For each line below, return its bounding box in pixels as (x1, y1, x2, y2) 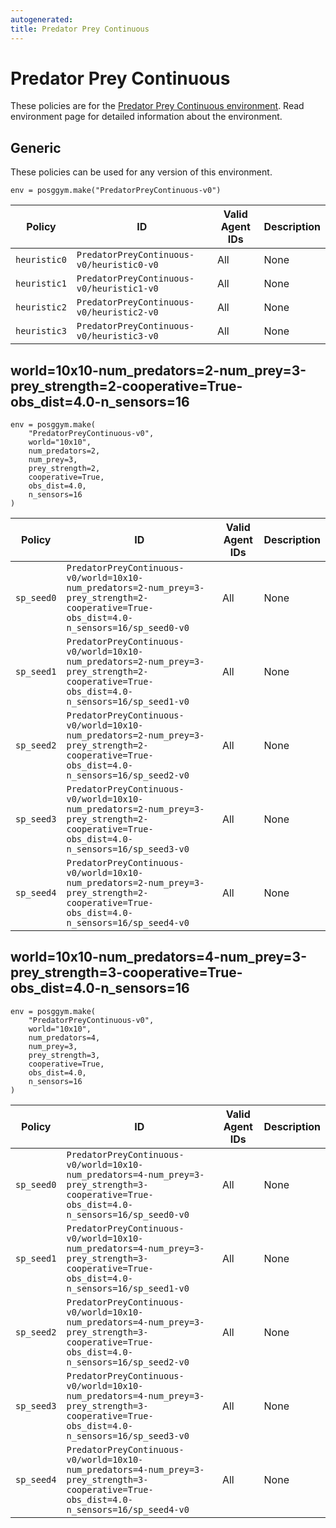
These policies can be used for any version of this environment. (10, 166, 273, 178)
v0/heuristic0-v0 (76, 259, 159, 271)
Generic (10, 139, 62, 156)
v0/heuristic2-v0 (76, 307, 159, 318)
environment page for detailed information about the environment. (10, 111, 283, 123)
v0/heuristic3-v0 (76, 331, 159, 342)
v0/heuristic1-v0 (76, 283, 159, 295)
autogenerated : (10, 14, 74, 25)
